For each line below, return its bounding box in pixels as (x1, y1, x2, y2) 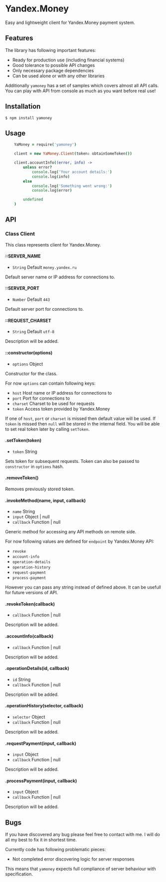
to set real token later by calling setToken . (5, 426, 90, 432)
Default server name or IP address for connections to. (5, 274, 115, 280)
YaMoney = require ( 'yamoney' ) (14, 142, 77, 147)
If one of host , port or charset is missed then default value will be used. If (5, 415, 156, 422)
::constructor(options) (5, 350, 53, 356)
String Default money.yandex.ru (12, 264, 77, 270)
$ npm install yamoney (5, 115, 52, 120)
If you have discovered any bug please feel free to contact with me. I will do (5, 832, 161, 838)
